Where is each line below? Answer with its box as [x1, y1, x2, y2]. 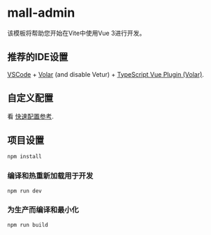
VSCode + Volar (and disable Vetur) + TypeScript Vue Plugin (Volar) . [7, 70, 205, 78]
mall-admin [7, 5, 75, 21]
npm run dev [7, 187, 42, 195]
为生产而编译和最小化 [7, 205, 79, 215]
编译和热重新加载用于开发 [7, 171, 94, 181]
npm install [7, 153, 42, 160]
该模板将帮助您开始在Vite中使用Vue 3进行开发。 [7, 29, 146, 37]
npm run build [7, 221, 49, 228]
